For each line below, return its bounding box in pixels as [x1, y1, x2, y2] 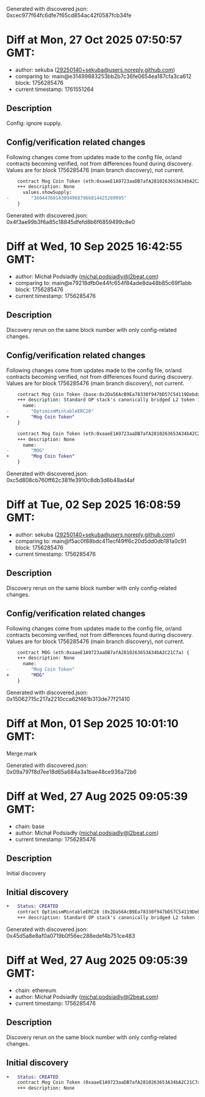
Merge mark [6, 750, 37, 757]
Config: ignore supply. [6, 119, 62, 127]
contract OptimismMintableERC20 [17, 909, 99, 915]
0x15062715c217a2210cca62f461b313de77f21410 [6, 695, 130, 702]
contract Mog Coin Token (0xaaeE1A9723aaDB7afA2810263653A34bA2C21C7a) [17, 1079, 203, 1085]
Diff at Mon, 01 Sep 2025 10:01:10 [6, 717, 179, 730]
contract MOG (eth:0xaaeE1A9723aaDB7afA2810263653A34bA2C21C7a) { [17, 649, 190, 655]
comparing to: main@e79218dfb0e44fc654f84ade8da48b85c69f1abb [15, 279, 192, 286]
